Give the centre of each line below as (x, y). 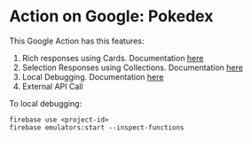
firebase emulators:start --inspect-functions (97, 127)
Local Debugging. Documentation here (93, 76)
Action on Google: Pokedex (111, 16)
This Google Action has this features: (77, 41)
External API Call (52, 86)
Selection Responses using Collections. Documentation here (133, 67)
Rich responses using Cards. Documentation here (113, 58)
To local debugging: (46, 103)
